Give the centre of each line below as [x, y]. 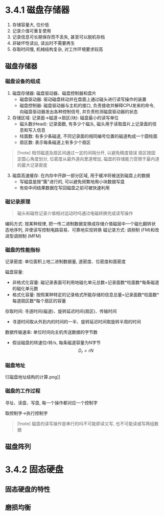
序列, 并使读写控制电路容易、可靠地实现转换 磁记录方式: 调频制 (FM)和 [84, 229]
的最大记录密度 [32, 165]
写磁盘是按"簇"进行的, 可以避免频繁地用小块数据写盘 [72, 181]
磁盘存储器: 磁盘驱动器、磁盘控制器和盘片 [54, 93]
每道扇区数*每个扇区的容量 [39, 301]
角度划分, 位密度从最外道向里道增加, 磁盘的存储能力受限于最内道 [95, 159]
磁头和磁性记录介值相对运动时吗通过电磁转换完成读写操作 [75, 213]
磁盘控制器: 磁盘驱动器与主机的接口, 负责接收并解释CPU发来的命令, [87, 105]
